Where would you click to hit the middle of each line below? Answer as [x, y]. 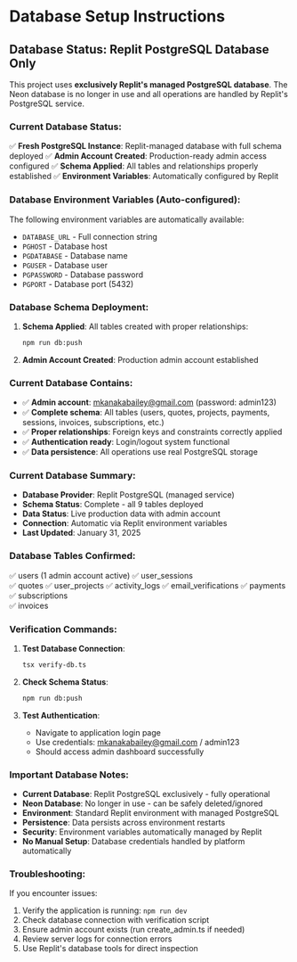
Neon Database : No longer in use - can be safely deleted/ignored [143, 803]
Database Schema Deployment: [79, 307]
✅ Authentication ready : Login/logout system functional [126, 442]
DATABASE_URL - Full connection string [90, 236]
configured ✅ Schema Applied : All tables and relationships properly [134, 166]
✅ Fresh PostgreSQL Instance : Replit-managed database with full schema [145, 146]
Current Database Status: [65, 127]
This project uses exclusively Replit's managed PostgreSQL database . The [148, 85]
